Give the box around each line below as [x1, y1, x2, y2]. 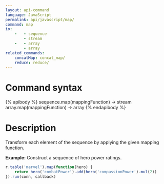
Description [5, 122, 56, 134]
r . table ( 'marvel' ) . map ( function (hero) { [5, 165, 93, 170]
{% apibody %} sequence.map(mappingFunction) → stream [5, 99, 132, 105]
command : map [5, 22, 33, 27]
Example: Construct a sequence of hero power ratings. [5, 155, 122, 161]
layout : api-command [5, 7, 50, 13]
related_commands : [5, 50, 45, 55]
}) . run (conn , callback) [5, 174, 56, 179]
